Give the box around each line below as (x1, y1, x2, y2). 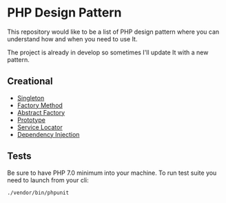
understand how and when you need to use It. (7, 34, 138, 43)
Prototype (17, 116, 46, 124)
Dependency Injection (17, 130, 80, 138)
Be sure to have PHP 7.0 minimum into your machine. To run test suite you (7, 169, 217, 177)
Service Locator (17, 122, 63, 131)
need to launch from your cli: (7, 175, 89, 184)
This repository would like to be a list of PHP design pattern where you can (7, 28, 220, 36)
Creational (7, 76, 53, 87)
